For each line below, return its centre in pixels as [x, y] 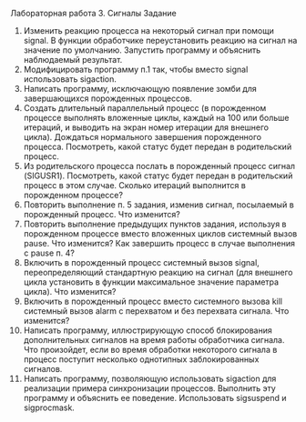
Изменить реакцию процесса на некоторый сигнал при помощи [148, 30]
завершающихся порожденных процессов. [107, 98]
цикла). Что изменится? [70, 291]
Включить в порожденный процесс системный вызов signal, [142, 262]
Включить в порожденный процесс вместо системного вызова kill [153, 301]
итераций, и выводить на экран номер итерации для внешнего [146, 127]
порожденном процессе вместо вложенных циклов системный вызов [160, 234]
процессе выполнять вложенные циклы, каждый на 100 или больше [156, 118]
